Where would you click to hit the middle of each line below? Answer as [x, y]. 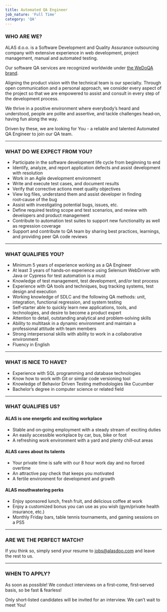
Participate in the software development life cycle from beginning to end [86, 162]
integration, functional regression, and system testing [67, 302]
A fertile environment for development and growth [64, 478]
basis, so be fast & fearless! [34, 590]
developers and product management [51, 215]
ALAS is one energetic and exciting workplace [54, 419]
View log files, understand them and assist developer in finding [77, 194]
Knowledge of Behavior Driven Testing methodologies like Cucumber [83, 384]
